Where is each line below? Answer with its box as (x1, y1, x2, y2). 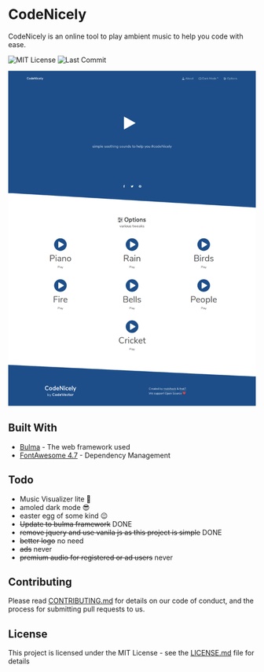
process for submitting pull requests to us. (8, 604, 145, 614)
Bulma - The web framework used (19, 442, 130, 451)
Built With (8, 421, 57, 435)
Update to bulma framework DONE (19, 519, 132, 528)
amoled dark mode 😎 (19, 502, 90, 512)
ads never (19, 544, 53, 553)
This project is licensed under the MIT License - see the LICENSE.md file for (8, 648, 255, 658)
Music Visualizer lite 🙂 (19, 494, 92, 504)
